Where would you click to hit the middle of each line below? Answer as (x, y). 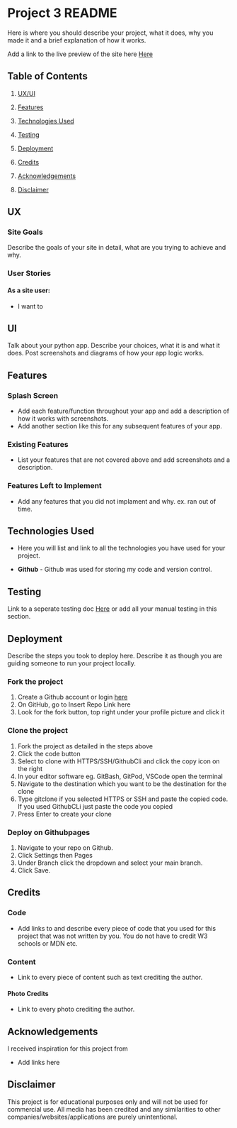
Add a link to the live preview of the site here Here (80, 54)
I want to (30, 306)
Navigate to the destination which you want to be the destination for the (122, 784)
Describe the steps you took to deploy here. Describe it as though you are (115, 656)
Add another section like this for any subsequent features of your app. (120, 426)
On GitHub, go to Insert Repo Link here (74, 704)
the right (30, 768)
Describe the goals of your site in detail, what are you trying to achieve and (117, 248)
